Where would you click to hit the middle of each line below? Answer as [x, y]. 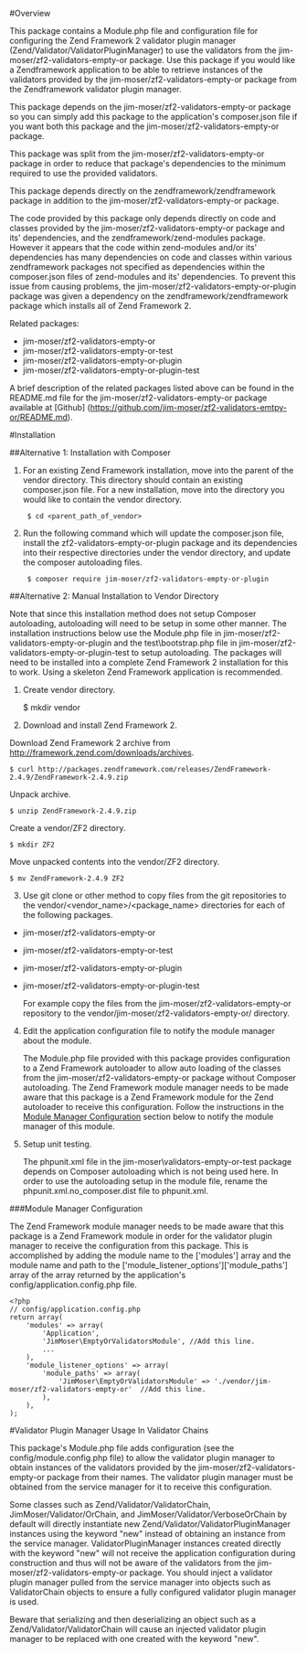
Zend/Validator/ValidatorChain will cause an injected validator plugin [138, 1629]
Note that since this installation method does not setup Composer [133, 613]
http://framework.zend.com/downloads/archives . [102, 752]
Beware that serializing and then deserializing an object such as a [133, 1619]
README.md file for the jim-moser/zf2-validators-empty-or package [138, 398]
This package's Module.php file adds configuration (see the [122, 1448]
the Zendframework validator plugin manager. [95, 89]
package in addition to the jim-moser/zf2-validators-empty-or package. [144, 201]
